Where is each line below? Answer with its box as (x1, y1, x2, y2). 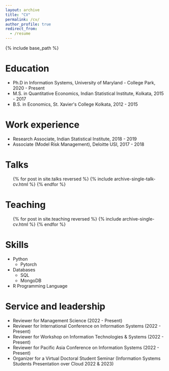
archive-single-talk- (114, 176, 156, 182)
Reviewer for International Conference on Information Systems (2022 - (12, 323, 161, 329)
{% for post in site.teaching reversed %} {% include (12, 215, 122, 222)
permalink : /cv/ (5, 17, 40, 22)
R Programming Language (12, 283, 68, 289)
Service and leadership (5, 300, 105, 312)
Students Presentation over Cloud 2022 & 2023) (12, 360, 114, 366)
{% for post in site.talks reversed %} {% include (12, 176, 114, 182)
